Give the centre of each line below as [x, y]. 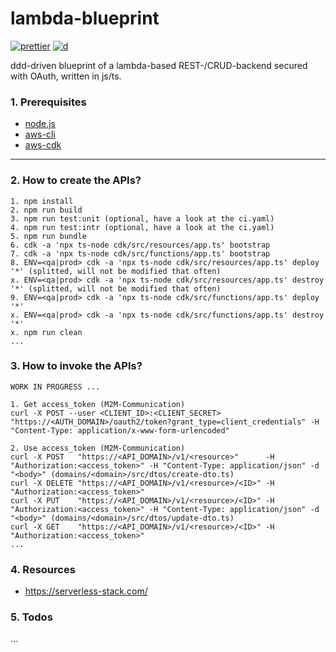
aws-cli [40, 134]
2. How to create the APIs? [76, 180]
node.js [40, 124]
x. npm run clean [46, 332]
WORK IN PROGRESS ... [55, 387]
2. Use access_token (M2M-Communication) [98, 448]
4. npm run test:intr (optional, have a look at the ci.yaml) [142, 227]
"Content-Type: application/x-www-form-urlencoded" [120, 430]
